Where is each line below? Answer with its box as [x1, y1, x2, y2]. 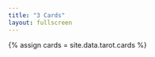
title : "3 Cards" [8, 11, 66, 20]
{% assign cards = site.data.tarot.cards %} [8, 40, 148, 49]
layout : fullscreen [8, 19, 73, 27]
